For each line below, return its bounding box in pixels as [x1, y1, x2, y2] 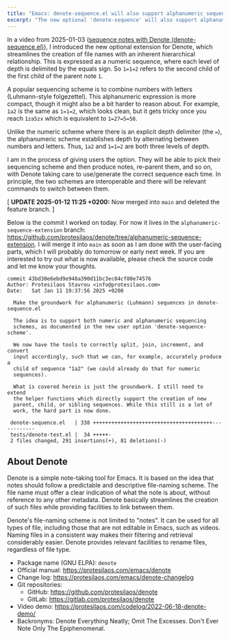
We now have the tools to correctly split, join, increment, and [13, 341, 204, 348]
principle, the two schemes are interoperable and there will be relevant [7, 177, 207, 185]
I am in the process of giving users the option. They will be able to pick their [7, 155, 221, 163]
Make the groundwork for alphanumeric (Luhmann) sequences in [13, 299, 194, 306]
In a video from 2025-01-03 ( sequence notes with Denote [7, 35, 170, 43]
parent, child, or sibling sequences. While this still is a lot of [13, 401, 213, 408]
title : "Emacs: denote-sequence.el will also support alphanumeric [7, 10, 204, 17]
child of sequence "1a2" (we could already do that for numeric [13, 365, 201, 372]
